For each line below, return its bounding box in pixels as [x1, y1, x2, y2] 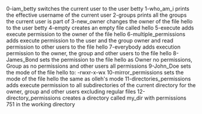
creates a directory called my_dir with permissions [62, 94, 186, 101]
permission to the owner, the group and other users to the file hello [6, 50, 172, 56]
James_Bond [6, 56, 38, 63]
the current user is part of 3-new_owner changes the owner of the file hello [6, 18, 193, 25]
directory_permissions [6, 94, 61, 101]
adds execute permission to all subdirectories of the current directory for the [6, 82, 196, 89]
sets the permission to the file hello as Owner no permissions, [39, 56, 192, 63]
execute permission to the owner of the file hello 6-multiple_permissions [6, 31, 186, 38]
